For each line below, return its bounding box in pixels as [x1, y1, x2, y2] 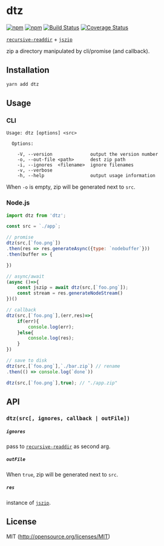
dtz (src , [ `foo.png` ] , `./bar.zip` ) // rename [6, 363, 120, 369]
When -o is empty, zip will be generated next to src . [6, 183, 136, 191]
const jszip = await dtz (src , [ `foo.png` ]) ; [17, 284, 129, 291]
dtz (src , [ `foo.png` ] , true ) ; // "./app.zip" [6, 380, 118, 386]
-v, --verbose [17, 167, 53, 173]
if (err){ [17, 318, 39, 324]
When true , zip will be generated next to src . [6, 471, 119, 478]
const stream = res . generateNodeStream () [17, 290, 123, 296]
